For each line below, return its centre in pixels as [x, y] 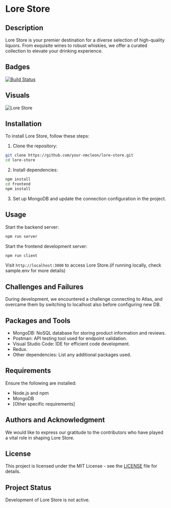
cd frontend [18, 184]
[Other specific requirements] [44, 404]
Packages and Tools [38, 321]
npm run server [21, 236]
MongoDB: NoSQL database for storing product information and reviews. [89, 333]
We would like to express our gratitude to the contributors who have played [84, 432]
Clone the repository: [35, 146]
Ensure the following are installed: [41, 383]
